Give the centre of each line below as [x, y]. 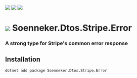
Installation [23, 59]
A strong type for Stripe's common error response [67, 43]
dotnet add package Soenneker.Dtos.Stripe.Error [56, 70]
